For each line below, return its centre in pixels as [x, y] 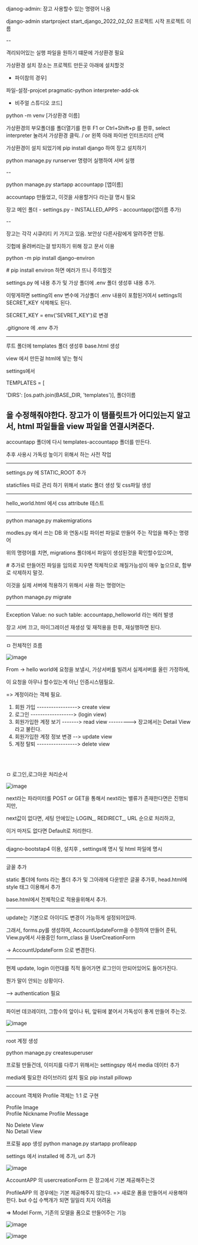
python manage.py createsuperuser [49, 1052]
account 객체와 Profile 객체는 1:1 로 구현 [52, 1096]
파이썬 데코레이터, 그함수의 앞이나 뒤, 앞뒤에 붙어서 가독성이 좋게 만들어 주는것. [96, 1011]
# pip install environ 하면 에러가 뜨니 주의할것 [59, 270]
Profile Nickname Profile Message [47, 1113]
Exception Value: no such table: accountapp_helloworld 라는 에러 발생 [90, 615]
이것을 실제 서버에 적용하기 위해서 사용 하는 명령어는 [66, 585]
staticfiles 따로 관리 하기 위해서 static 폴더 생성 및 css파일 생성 [79, 485]
